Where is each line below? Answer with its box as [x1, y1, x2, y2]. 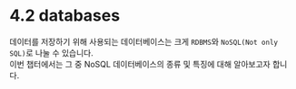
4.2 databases [9, 5, 121, 26]
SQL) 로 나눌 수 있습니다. [9, 47, 94, 58]
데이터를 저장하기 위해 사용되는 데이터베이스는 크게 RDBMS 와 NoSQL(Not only [9, 36, 279, 47]
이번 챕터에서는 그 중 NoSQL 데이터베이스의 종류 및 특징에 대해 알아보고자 [9, 58, 271, 69]
